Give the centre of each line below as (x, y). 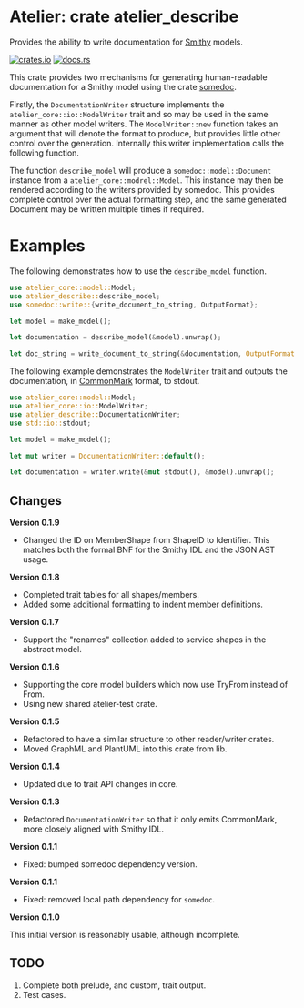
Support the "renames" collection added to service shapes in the (144, 640)
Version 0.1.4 (35, 767)
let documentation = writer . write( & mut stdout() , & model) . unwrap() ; (142, 472)
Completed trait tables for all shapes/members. (111, 595)
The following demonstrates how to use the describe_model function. (138, 271)
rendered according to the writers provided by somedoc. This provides (142, 189)
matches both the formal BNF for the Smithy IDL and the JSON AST (149, 550)
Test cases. (44, 994)
